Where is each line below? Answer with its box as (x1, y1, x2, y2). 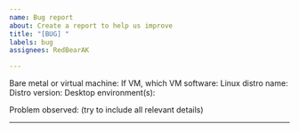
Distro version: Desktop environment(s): (9, 88, 156, 98)
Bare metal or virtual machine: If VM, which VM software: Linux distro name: (9, 78, 288, 89)
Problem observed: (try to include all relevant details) (9, 105, 204, 115)
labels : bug (9, 37, 53, 47)
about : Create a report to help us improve (9, 21, 174, 30)
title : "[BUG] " (9, 29, 69, 38)
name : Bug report (9, 12, 74, 22)
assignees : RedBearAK (9, 46, 90, 55)
